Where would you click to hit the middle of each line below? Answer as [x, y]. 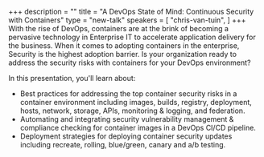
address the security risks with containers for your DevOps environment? [130, 62]
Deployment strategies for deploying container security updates [126, 136]
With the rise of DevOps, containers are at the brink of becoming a [119, 28]
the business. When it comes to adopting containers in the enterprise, [124, 46]
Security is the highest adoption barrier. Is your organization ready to [123, 54]
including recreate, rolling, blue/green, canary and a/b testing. [123, 145]
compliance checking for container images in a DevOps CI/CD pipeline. [138, 128]
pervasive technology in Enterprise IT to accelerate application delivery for [132, 37]
